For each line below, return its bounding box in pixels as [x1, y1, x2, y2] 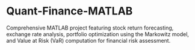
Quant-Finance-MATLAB [6, 4, 133, 18]
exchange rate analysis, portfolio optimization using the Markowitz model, [6, 30, 190, 37]
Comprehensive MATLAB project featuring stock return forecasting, [6, 24, 174, 31]
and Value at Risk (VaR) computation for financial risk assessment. [6, 37, 171, 44]
